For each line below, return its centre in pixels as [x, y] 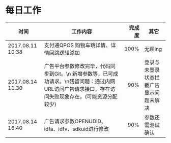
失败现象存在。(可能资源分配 [83, 96]
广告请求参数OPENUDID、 [75, 121]
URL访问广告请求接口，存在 [77, 89]
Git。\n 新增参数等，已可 [84, 74]
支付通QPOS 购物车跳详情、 [77, 45]
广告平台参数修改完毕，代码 [77, 66]
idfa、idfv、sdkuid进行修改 [77, 129]
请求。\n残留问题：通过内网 [82, 81]
